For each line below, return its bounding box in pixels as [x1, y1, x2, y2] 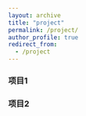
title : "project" [8, 19, 65, 27]
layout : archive [8, 11, 61, 20]
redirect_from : [8, 41, 58, 49]
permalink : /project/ [8, 26, 79, 34]
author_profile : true [8, 33, 79, 42]
